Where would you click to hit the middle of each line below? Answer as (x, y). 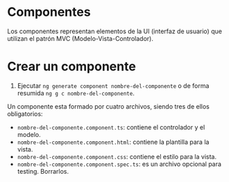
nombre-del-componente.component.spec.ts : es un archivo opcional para (119, 164)
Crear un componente (72, 67)
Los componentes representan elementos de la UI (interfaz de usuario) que (114, 31)
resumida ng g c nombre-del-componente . (76, 93)
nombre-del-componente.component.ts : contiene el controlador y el (111, 127)
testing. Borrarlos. (43, 171)
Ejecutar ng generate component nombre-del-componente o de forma (113, 85)
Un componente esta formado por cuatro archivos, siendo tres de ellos (108, 106)
